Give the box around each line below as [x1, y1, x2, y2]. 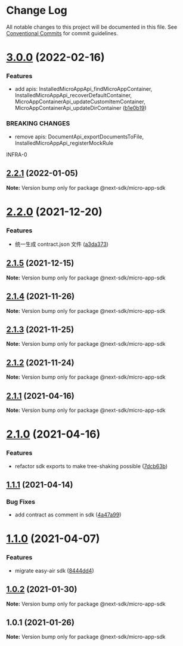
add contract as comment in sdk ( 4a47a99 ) [14, 511, 122, 518]
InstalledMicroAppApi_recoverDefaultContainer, [14, 92, 132, 99]
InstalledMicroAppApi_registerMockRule [14, 139, 114, 146]
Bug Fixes [6, 497, 36, 506]
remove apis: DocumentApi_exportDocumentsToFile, [14, 133, 144, 140]
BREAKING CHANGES [6, 119, 70, 128]
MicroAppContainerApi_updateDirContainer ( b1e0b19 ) [14, 104, 147, 112]
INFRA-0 [6, 150, 28, 158]
